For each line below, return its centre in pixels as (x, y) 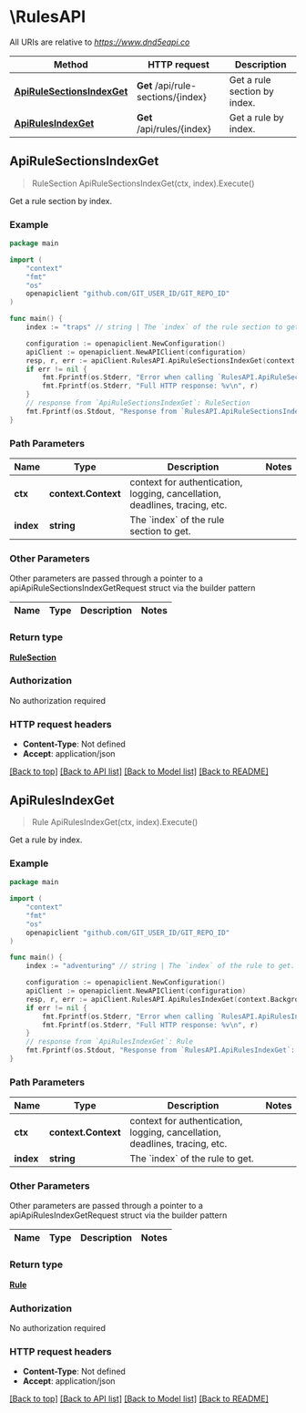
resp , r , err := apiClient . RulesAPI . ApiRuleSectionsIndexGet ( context (161, 361)
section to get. (160, 531)
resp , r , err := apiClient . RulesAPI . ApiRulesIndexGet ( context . (148, 999)
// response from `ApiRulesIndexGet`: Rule (110, 1042)
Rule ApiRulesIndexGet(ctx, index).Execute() (115, 821)
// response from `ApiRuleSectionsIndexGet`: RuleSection (138, 403)
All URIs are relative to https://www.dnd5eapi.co (100, 42)
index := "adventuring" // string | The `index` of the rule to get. (161, 966)
